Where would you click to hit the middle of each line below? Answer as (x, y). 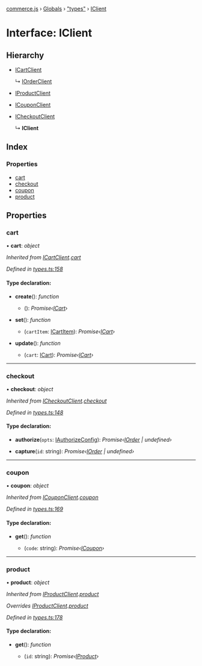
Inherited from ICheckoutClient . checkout (57, 401)
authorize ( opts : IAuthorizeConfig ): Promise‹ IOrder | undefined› (93, 440)
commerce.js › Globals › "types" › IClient (57, 9)
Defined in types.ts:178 (35, 617)
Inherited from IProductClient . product (53, 594)
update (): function (38, 343)
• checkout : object (30, 389)
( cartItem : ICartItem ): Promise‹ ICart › (69, 331)
